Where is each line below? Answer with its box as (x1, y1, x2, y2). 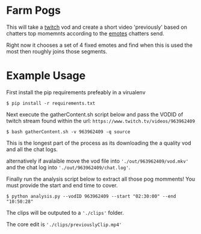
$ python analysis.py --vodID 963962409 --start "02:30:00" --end (6, 193, 176, 199)
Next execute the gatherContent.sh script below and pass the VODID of (6, 110, 184, 118)
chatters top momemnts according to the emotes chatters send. (6, 29, 164, 37)
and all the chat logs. (6, 145, 58, 153)
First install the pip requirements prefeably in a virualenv (6, 88, 146, 96)
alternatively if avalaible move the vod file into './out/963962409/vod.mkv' (6, 157, 189, 164)
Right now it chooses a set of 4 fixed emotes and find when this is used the (6, 41, 193, 49)
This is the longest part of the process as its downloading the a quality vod (6, 139, 191, 146)
